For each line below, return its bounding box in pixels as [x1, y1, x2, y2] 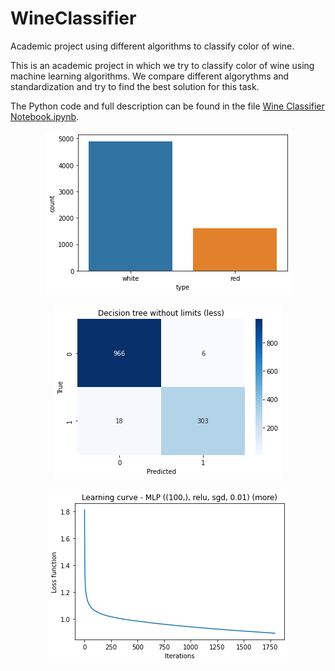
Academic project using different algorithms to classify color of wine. [10, 40, 295, 52]
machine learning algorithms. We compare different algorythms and [10, 70, 290, 82]
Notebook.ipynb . [10, 110, 80, 122]
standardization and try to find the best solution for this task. [10, 80, 260, 92]
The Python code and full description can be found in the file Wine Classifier [10, 100, 325, 112]
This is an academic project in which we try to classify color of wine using [10, 59, 315, 71]
